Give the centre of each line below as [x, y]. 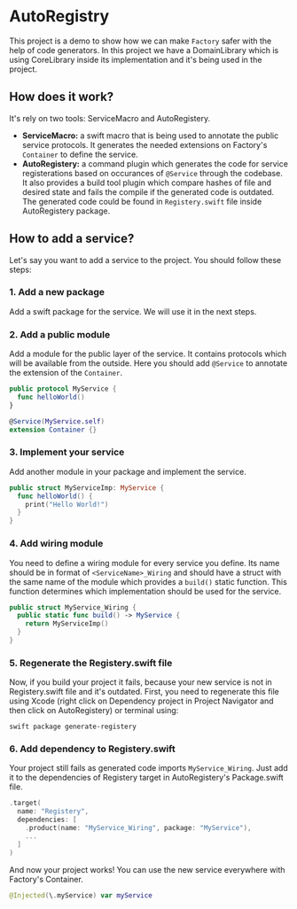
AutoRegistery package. [66, 211]
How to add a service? [72, 239]
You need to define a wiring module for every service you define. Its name [145, 563]
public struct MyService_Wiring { [73, 607]
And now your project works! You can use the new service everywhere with [147, 869]
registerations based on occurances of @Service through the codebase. [152, 173]
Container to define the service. [80, 154]
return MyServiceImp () [67, 624]
